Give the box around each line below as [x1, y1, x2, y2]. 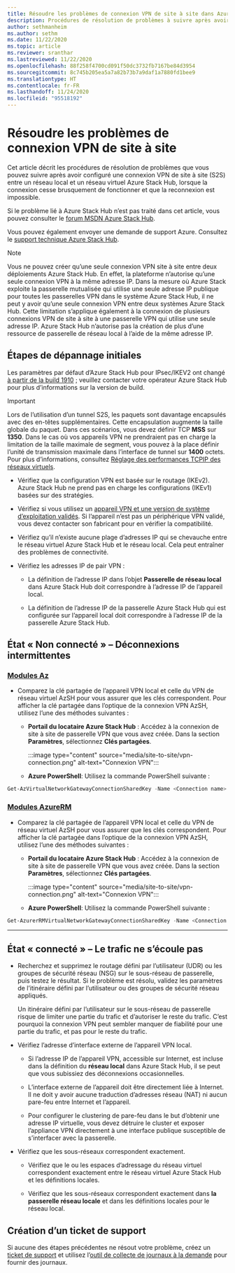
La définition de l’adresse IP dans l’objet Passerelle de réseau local [27, 575, 222, 583]
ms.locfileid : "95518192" [7, 95, 83, 102]
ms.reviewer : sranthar [7, 50, 73, 57]
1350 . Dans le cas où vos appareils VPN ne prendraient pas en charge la [7, 433, 216, 441]
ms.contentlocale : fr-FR [7, 82, 80, 89]
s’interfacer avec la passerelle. [27, 1134, 117, 1143]
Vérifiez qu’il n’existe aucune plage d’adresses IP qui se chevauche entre [17, 533, 227, 541]
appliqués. [17, 991, 48, 1000]
